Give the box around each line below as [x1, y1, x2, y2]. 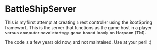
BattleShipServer [5, 3, 77, 15]
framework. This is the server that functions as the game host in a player [5, 24, 152, 30]
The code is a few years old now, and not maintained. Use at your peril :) [5, 39, 152, 45]
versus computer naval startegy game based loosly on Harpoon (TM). [5, 30, 146, 35]
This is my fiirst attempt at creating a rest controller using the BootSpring [5, 19, 152, 25]
